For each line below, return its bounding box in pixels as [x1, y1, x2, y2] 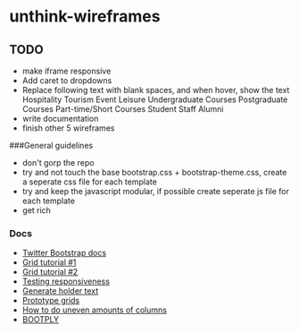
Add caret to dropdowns [21, 75, 112, 86]
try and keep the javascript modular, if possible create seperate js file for [21, 186, 290, 196]
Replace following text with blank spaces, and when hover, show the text [21, 85, 290, 95]
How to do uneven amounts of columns [21, 304, 168, 315]
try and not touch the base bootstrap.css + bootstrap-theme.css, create [21, 167, 287, 177]
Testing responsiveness [21, 276, 110, 287]
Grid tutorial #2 [21, 267, 79, 277]
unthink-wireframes [9, 6, 161, 27]
